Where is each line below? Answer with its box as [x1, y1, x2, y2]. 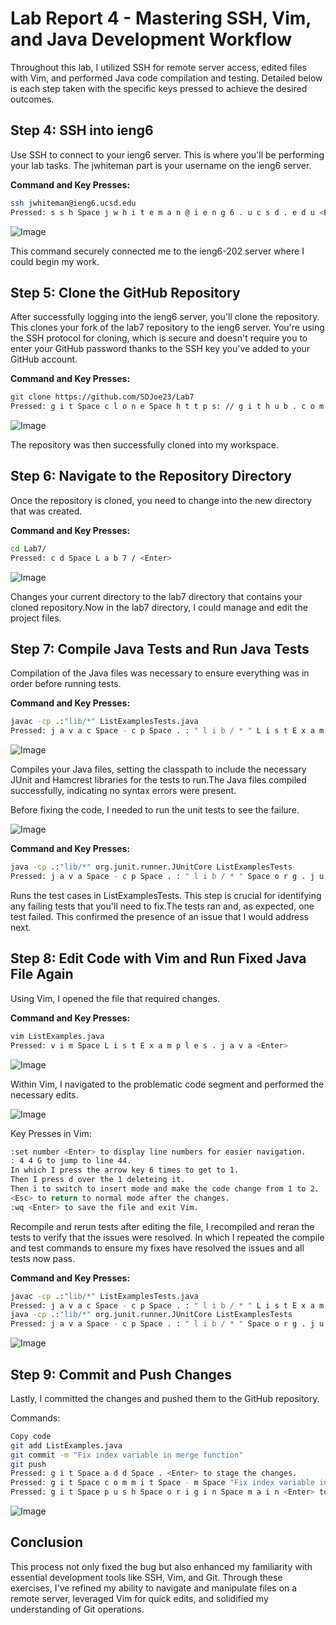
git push [10, 1459, 47, 1469]
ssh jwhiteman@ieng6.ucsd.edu [10, 198, 137, 208]
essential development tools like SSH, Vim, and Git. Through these [10, 1571, 283, 1583]
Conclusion [10, 1534, 84, 1551]
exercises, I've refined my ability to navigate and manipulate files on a [10, 1582, 298, 1594]
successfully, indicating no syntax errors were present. [10, 785, 237, 797]
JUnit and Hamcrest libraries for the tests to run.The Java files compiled [10, 774, 307, 786]
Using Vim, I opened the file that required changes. [10, 992, 221, 1004]
